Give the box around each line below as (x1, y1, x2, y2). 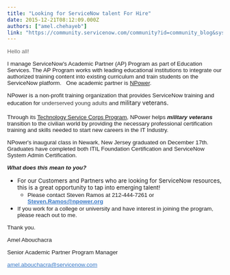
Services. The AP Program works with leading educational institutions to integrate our (7, 66, 222, 74)
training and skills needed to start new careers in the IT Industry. (7, 127, 169, 134)
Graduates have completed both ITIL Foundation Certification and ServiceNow (7, 145, 205, 153)
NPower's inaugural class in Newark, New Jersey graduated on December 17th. (7, 139, 209, 146)
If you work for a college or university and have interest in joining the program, (16, 205, 214, 213)
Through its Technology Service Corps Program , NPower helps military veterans (7, 114, 213, 121)
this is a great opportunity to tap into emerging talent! (16, 184, 161, 192)
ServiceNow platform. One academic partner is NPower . (7, 79, 152, 87)
